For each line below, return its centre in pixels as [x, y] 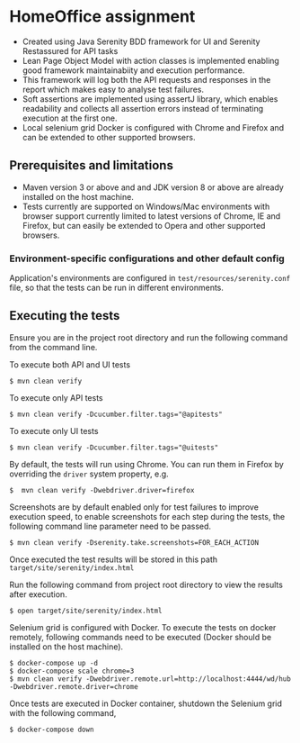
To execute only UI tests [54, 430]
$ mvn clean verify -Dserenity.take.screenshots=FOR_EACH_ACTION [134, 542]
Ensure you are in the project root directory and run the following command [149, 337]
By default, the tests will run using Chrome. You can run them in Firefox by [147, 464]
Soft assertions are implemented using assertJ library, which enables [150, 99]
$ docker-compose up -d [54, 663]
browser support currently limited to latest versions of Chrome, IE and [151, 216]
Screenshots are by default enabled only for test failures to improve [134, 507]
